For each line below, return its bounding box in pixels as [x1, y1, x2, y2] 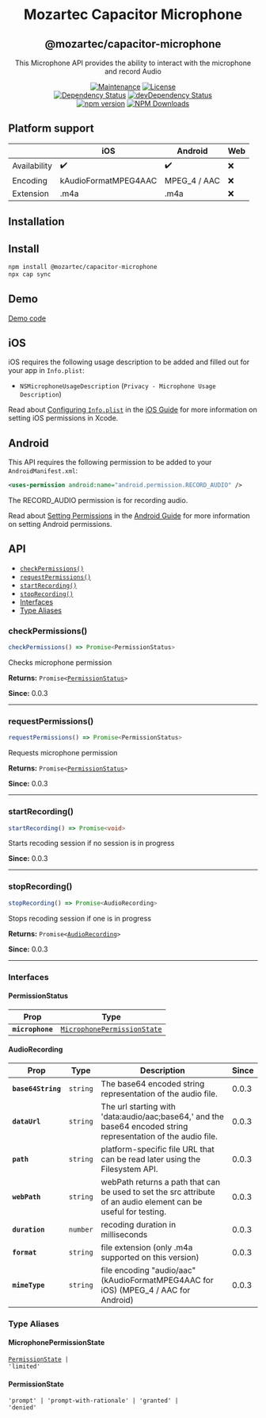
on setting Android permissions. [8, 520, 112, 529]
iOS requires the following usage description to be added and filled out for [8, 357, 250, 367]
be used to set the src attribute [101, 1186, 215, 1197]
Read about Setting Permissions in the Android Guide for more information [8, 511, 251, 521]
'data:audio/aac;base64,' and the [101, 1111, 224, 1122]
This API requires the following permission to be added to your [8, 458, 212, 467]
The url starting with [101, 1101, 176, 1112]
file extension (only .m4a [101, 1242, 193, 1253]
